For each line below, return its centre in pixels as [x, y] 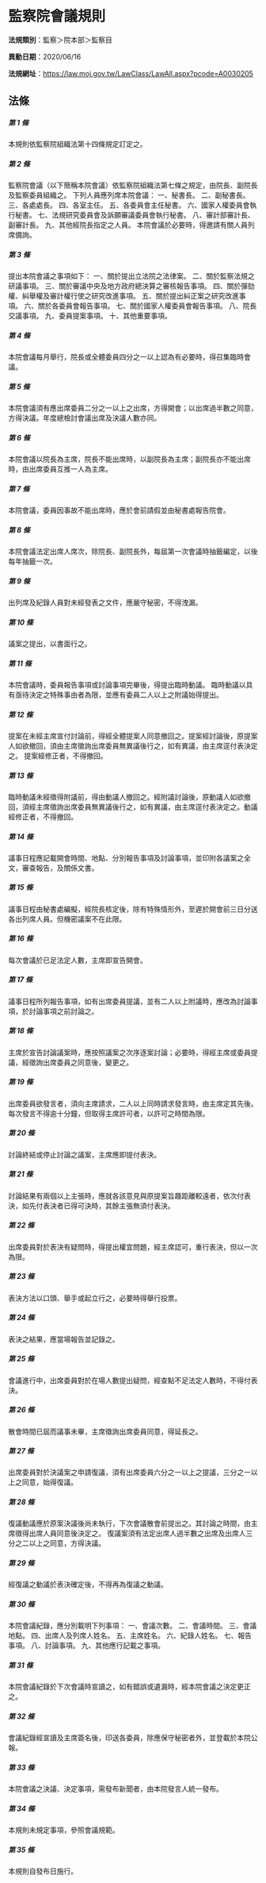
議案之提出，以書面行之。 [50, 644]
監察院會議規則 [57, 16]
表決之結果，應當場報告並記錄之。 [64, 1339]
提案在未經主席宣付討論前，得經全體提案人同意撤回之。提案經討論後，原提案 [133, 736]
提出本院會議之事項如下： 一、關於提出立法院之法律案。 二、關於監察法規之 [131, 276]
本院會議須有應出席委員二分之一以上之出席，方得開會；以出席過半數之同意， [133, 408]
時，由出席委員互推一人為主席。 [60, 469]
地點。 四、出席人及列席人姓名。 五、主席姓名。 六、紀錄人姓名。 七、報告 [130, 1635]
